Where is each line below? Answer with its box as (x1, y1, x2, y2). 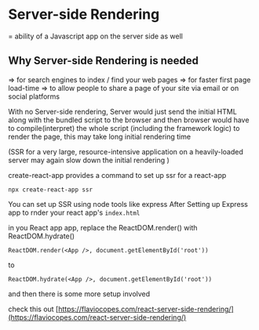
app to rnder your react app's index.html (8, 208, 140, 217)
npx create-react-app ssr (8, 186, 93, 194)
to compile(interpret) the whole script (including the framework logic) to (8, 123, 240, 132)
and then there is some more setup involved (8, 288, 151, 299)
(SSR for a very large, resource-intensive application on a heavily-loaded (8, 147, 243, 156)
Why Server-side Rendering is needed (8, 54, 199, 67)
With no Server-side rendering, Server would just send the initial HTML (8, 107, 237, 116)
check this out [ (8, 304, 59, 314)
